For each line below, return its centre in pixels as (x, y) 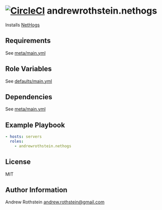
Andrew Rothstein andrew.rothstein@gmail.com (55, 202)
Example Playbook (35, 125)
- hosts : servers (24, 137)
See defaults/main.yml (29, 81)
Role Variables (28, 69)
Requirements (28, 41)
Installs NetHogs (23, 25)
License (18, 162)
